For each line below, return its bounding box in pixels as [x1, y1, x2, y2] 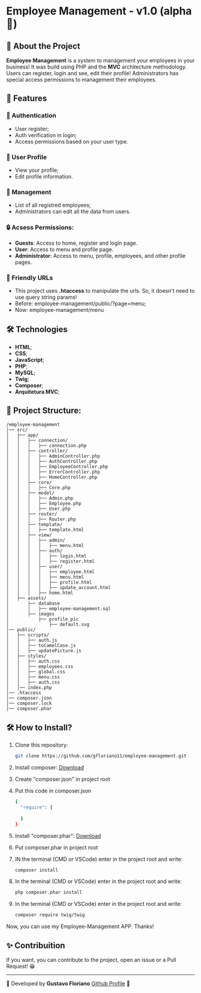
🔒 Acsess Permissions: [6, 224, 74, 232]
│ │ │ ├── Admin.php [6, 495, 74, 501]
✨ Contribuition [6, 940, 66, 950]
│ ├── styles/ [6, 653, 47, 659]
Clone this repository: [14, 741, 68, 749]
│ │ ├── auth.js [6, 637, 58, 643]
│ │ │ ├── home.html [6, 590, 74, 596]
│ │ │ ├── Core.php [6, 484, 71, 490]
